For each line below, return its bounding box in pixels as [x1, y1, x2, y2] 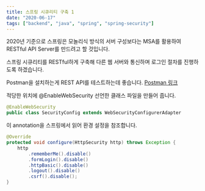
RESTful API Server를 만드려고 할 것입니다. [6, 45, 110, 52]
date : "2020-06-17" [6, 15, 56, 21]
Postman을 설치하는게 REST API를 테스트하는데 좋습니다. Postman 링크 [6, 79, 178, 86]
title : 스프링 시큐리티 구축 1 [6, 9, 74, 15]
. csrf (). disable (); [28, 173, 78, 180]
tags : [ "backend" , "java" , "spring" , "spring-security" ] [6, 20, 154, 26]
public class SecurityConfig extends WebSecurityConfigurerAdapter [6, 110, 182, 116]
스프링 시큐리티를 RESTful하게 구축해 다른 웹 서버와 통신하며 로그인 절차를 [6, 59, 183, 66]
